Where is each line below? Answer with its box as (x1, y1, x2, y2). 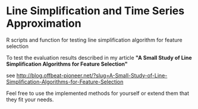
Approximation (6, 17, 81, 30)
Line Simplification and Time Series (6, 4, 185, 18)
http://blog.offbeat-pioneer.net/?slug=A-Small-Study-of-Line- (16, 72, 168, 79)
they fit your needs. (6, 96, 54, 103)
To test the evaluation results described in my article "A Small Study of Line (6, 54, 192, 61)
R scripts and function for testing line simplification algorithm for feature (6, 36, 183, 43)
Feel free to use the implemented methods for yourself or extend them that (6, 89, 189, 97)
